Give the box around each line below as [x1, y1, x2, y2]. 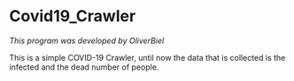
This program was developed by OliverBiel [9, 35, 165, 46]
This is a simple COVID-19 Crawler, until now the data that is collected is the [9, 52, 286, 63]
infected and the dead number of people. [9, 62, 159, 72]
